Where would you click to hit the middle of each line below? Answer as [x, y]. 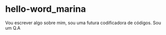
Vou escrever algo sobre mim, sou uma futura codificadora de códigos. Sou [83, 23]
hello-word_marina [45, 9]
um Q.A [13, 28]
